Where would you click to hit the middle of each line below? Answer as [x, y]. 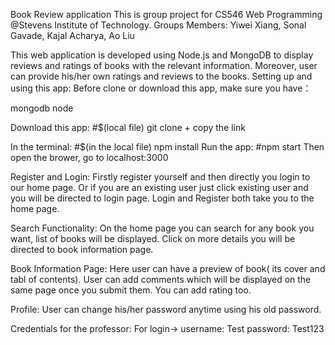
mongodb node [42, 108]
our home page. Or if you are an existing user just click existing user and [159, 187]
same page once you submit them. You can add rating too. [131, 290]
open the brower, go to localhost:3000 [89, 157]
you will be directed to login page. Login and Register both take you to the [162, 198]
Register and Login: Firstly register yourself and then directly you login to [160, 177]
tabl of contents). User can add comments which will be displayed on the [161, 279]
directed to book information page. [82, 249]
